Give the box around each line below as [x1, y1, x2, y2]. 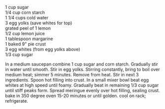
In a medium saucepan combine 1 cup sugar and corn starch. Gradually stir [5, 61, 159, 67]
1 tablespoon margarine [5, 36, 54, 42]
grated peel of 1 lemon [5, 25, 51, 31]
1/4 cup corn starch [5, 9, 45, 15]
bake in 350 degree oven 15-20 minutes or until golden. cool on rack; [5, 93, 146, 99]
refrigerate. [5, 98, 28, 104]
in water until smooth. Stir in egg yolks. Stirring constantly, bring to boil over [5, 66, 160, 72]
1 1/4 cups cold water [5, 15, 49, 20]
